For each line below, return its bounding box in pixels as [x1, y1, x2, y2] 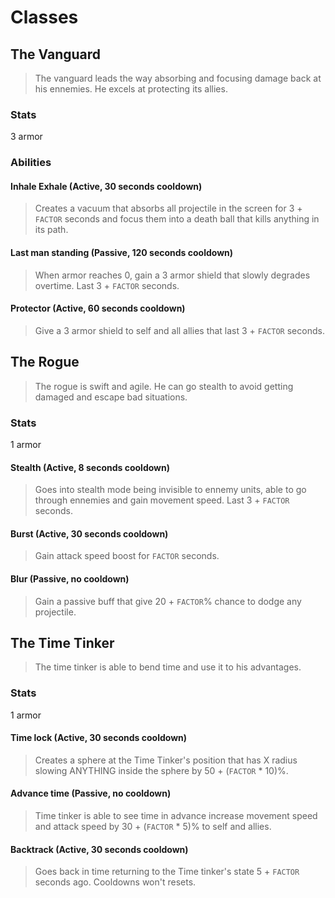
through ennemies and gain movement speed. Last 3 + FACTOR [34, 494, 290, 506]
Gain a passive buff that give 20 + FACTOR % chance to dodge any [34, 595, 302, 607]
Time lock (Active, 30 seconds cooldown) [10, 732, 188, 744]
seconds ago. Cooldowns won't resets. [34, 876, 197, 888]
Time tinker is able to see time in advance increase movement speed [34, 810, 318, 822]
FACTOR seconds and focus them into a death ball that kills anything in [34, 213, 320, 225]
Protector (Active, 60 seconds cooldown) [10, 302, 186, 315]
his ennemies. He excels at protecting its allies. [34, 83, 228, 95]
